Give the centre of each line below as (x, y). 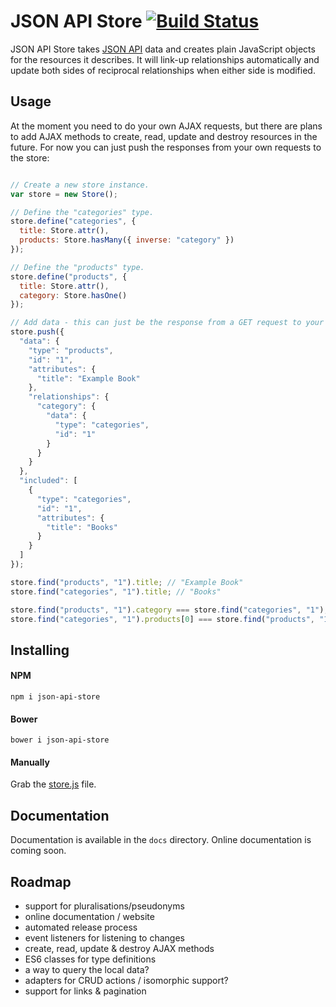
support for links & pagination (85, 991)
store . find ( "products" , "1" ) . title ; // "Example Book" (127, 582)
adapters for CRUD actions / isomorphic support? (126, 980)
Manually (30, 762)
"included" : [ (48, 481)
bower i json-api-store (60, 740)
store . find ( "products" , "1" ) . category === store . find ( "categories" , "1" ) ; (169, 610)
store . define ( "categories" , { (73, 221)
